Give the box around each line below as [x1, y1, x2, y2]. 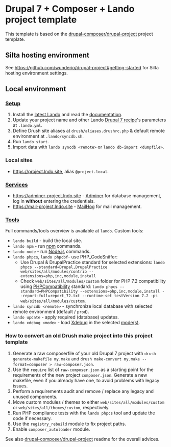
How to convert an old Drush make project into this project [5, 332, 153, 339]
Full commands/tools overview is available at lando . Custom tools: [5, 228, 144, 234]
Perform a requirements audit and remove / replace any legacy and [12, 388, 154, 394]
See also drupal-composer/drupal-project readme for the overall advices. [5, 436, 160, 442]
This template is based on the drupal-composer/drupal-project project [5, 31, 153, 37]
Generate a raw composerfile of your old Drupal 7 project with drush [12, 350, 156, 356]
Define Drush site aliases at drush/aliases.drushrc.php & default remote [12, 128, 165, 134]
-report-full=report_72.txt [20, 294, 80, 299]
